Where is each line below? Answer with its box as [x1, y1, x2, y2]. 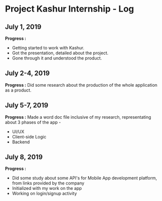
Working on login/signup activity [12, 190, 77, 197]
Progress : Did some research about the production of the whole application [5, 82, 158, 88]
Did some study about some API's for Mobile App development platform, [12, 175, 157, 181]
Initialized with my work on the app [12, 186, 82, 191]
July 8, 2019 [5, 153, 43, 161]
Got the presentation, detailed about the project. [12, 50, 109, 56]
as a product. [5, 87, 32, 93]
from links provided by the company [12, 180, 85, 186]
